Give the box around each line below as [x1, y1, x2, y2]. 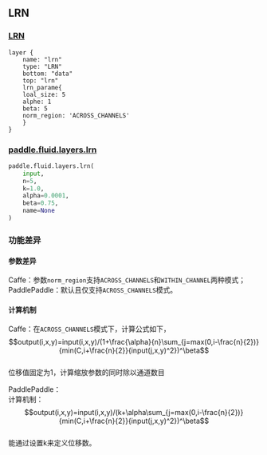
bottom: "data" [22, 70, 73, 78]
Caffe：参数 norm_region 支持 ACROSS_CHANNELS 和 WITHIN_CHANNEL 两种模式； [8, 275, 246, 285]
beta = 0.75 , [22, 199, 59, 207]
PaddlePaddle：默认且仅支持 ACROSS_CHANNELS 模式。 [8, 285, 178, 295]
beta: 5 [22, 104, 48, 113]
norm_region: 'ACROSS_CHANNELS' [22, 111, 130, 119]
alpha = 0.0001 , [22, 192, 69, 200]
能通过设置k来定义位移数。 [8, 438, 96, 448]
